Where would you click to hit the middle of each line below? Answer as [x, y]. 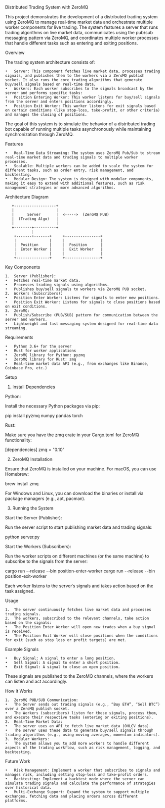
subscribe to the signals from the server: [46, 561]
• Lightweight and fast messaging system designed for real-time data [82, 324]
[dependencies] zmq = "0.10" [35, 450]
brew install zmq [22, 484]
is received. [19, 631]
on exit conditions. [26, 306]
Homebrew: [17, 474]
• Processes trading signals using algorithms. [57, 285]
